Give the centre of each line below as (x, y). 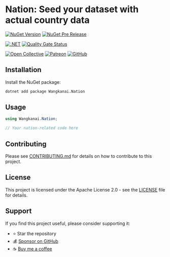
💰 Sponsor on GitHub (35, 241)
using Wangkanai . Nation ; (31, 119)
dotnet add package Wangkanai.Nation (45, 91)
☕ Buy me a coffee (32, 249)
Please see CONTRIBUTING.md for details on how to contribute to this (79, 156)
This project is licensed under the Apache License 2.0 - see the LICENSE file (85, 189)
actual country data (47, 20)
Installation (23, 70)
